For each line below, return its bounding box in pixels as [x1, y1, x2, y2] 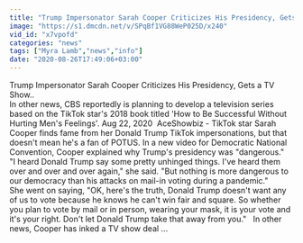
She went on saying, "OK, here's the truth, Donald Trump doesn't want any [9, 185, 287, 195]
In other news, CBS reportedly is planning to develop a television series [9, 99, 274, 109]
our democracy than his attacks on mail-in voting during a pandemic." [9, 175, 269, 185]
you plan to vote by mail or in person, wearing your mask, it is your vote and [9, 204, 291, 214]
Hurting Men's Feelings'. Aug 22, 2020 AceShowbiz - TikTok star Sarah [9, 118, 277, 129]
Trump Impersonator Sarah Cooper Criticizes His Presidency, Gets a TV [9, 80, 275, 90]
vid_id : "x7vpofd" [9, 30, 78, 39]
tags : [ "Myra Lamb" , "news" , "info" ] [9, 47, 143, 56]
